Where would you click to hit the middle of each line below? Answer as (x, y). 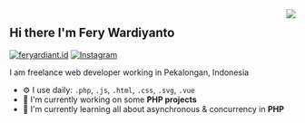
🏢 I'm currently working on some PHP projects (109, 99)
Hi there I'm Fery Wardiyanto (92, 33)
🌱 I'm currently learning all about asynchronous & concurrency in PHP (153, 109)
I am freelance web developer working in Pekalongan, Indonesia (129, 72)
